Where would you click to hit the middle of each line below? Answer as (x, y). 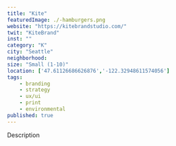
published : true (30, 115)
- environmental (43, 109)
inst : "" (20, 39)
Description (23, 135)
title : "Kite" (27, 13)
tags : (15, 77)
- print (30, 103)
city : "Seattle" (30, 52)
